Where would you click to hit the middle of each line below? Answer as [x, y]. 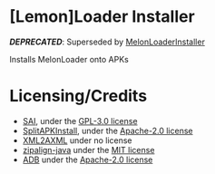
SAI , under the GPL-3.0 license [80, 121]
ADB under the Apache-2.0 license [88, 159]
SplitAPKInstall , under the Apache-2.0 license [107, 130]
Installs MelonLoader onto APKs [69, 59]
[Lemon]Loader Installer [102, 17]
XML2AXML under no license [78, 140]
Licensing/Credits [78, 96]
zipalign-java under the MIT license [88, 150]
